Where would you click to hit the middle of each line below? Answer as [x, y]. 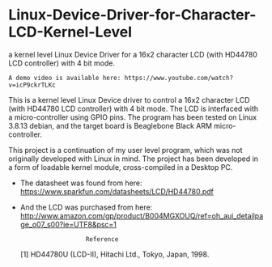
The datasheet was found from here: [81, 183]
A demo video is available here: [65, 78]
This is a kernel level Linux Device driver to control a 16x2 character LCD [129, 100]
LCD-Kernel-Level [70, 32]
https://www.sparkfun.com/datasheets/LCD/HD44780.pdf [117, 191]
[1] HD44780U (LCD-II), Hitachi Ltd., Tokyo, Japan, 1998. [115, 254]
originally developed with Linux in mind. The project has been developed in [134, 159]
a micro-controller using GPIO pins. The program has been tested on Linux [133, 117]
